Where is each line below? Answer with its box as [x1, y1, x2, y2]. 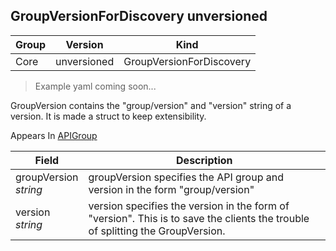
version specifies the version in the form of [88, 199, 290, 213]
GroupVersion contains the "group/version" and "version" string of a [10, 99, 292, 111]
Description [176, 153, 233, 167]
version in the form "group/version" [88, 182, 255, 196]
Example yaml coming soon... [34, 80, 157, 92]
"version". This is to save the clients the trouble [88, 211, 310, 225]
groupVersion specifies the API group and [88, 170, 284, 184]
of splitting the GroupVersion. [88, 224, 226, 238]
